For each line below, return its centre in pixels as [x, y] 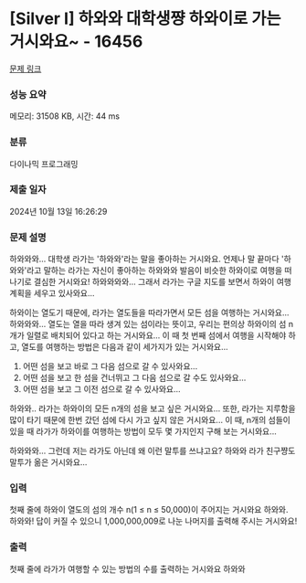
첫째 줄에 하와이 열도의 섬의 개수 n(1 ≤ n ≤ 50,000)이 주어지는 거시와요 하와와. [149, 510]
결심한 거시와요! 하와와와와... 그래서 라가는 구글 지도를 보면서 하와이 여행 [163, 282]
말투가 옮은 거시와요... [48, 462]
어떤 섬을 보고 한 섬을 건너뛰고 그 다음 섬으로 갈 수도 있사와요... [134, 378]
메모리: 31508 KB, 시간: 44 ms [65, 116]
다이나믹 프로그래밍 [44, 164]
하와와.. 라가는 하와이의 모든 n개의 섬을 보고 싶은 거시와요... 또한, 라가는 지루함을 [153, 408]
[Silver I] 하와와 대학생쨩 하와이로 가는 [145, 19]
